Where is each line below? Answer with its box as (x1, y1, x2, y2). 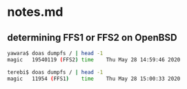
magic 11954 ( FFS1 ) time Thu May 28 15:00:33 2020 (7, 75, 181, 82)
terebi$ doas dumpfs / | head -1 (7, 68, 104, 76)
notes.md (7, 4, 63, 20)
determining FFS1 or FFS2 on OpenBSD (7, 32, 177, 43)
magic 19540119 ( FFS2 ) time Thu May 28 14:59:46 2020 (7, 56, 181, 63)
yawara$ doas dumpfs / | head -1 (7, 50, 104, 57)
